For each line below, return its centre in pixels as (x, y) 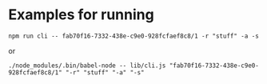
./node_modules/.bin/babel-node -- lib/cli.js (87, 66)
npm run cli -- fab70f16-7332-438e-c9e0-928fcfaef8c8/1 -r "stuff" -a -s (134, 36)
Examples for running (81, 15)
